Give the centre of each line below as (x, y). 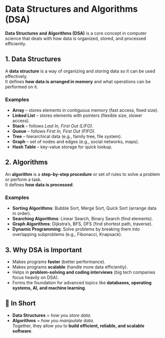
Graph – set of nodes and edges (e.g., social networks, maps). (76, 142)
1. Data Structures (33, 59)
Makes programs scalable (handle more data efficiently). (70, 267)
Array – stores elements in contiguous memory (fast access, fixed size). (85, 110)
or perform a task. (23, 179)
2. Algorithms (27, 162)
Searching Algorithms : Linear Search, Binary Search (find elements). (82, 219)
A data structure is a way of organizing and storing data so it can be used (80, 71)
